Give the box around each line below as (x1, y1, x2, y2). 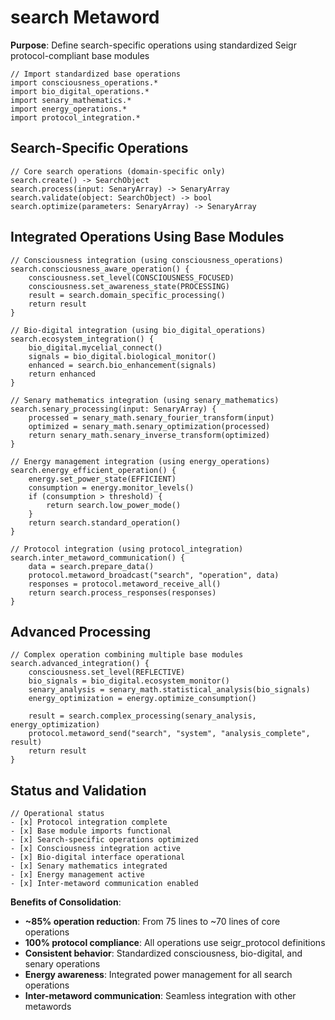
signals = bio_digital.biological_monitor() (28, 351, 217, 361)
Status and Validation (10, 782, 147, 799)
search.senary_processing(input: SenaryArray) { (10, 404, 217, 414)
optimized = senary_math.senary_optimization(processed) (28, 421, 271, 431)
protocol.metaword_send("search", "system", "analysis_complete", (28, 729, 311, 739)
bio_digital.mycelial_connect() (28, 342, 163, 353)
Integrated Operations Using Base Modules (10, 229, 285, 246)
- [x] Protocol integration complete (10, 817, 168, 828)
